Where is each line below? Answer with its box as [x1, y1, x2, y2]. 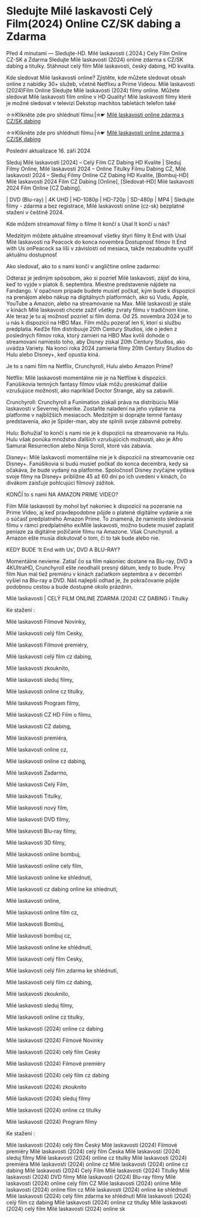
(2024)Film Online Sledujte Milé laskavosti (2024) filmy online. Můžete [6, 86, 180, 94]
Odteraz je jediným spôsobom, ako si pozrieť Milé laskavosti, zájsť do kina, [6, 274, 191, 282]
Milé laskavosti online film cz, [6, 908, 79, 916]
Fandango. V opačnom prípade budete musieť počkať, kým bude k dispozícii [6, 287, 196, 294]
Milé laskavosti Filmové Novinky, [6, 618, 87, 625]
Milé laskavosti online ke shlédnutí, [6, 944, 92, 951]
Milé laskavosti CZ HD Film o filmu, [6, 711, 92, 718]
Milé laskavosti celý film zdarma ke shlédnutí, [6, 966, 118, 974]
